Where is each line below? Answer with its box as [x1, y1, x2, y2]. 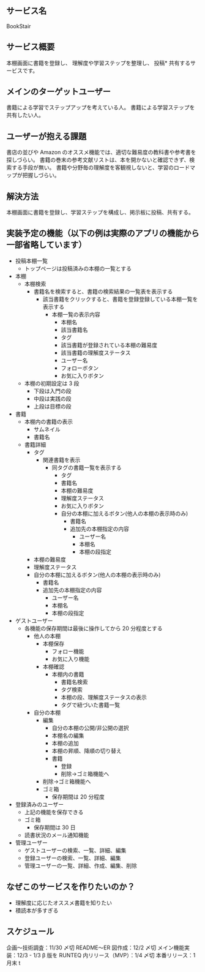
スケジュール [6, 927, 54, 937]
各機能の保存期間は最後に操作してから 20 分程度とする [24, 624, 163, 632]
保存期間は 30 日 [33, 823, 76, 831]
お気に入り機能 [51, 655, 90, 663]
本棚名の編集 [51, 731, 84, 739]
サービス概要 [6, 42, 55, 52]
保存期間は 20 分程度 [51, 793, 105, 801]
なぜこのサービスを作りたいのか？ [6, 881, 135, 892]
